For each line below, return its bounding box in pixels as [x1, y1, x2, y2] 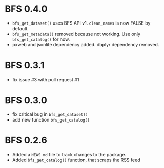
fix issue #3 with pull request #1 [12, 76, 79, 82]
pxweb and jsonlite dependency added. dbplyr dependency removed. [12, 41, 159, 47]
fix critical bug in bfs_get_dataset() [12, 111, 88, 117]
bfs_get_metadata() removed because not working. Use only [12, 31, 141, 37]
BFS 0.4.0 [5, 3, 48, 15]
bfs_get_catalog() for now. [12, 36, 70, 42]
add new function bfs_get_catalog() [12, 116, 90, 123]
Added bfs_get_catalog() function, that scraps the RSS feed [12, 157, 140, 163]
